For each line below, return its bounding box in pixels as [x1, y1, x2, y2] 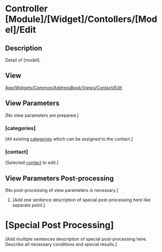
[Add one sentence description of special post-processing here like [12, 197, 151, 203]
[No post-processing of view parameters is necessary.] [5, 187, 118, 193]
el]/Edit [5, 24, 36, 35]
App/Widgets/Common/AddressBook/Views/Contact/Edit [5, 84, 123, 90]
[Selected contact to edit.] [5, 160, 59, 166]
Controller [5, 3, 48, 14]
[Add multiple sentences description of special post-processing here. [5, 236, 148, 242]
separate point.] [12, 202, 45, 208]
